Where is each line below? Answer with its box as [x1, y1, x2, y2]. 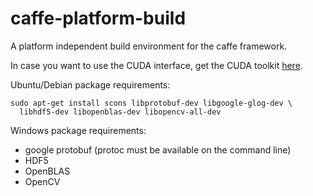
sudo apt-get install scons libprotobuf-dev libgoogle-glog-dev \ [10, 98, 293, 108]
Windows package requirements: [10, 124, 147, 136]
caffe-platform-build [10, 7, 187, 30]
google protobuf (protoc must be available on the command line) [24, 143, 292, 156]
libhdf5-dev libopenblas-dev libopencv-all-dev [19, 107, 222, 117]
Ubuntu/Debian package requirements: [10, 78, 171, 91]
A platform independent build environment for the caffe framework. [10, 40, 288, 52]
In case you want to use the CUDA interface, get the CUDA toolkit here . [10, 59, 303, 71]
